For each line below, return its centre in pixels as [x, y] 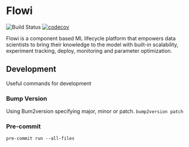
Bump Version [27, 98]
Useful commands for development [49, 83]
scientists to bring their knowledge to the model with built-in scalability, [92, 45]
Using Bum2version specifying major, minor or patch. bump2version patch [95, 111]
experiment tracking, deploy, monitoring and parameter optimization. [89, 50]
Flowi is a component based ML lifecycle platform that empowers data [91, 38]
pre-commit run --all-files [41, 139]
